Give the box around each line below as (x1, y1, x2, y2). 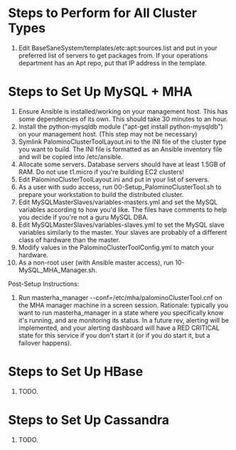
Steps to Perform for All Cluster (8, 5, 198, 21)
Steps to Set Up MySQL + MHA (8, 84, 193, 100)
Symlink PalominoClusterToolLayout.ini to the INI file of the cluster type (18, 137, 227, 146)
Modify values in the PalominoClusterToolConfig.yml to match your (18, 243, 215, 252)
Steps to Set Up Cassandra (8, 412, 170, 428)
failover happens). (18, 338, 72, 347)
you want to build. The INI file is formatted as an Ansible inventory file (18, 144, 222, 154)
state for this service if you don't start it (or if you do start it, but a (18, 331, 210, 339)
